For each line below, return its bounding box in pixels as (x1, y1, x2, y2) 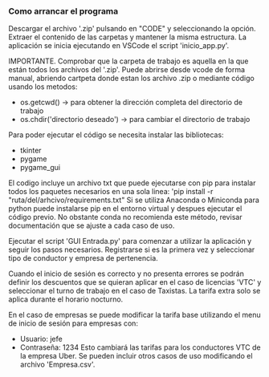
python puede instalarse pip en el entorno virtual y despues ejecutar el (8, 204, 243, 213)
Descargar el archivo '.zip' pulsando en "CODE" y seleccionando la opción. (8, 24, 256, 34)
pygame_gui (19, 163, 61, 172)
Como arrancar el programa (8, 6, 119, 17)
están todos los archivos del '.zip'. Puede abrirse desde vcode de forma (8, 65, 246, 75)
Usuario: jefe (19, 334, 63, 344)
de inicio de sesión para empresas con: (8, 318, 139, 328)
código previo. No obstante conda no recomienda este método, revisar (8, 213, 243, 222)
